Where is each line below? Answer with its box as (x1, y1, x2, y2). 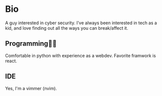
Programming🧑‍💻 (5, 40, 57, 48)
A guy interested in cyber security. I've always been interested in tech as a (5, 20, 157, 26)
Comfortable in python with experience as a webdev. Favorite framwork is (5, 52, 156, 58)
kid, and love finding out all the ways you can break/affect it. (5, 25, 128, 31)
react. (5, 58, 17, 64)
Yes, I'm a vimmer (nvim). (5, 85, 57, 91)
